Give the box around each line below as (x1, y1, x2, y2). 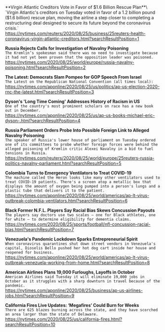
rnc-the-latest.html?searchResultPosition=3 (5, 89, 94, 95)
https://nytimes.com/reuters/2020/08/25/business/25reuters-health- (5, 31, 146, 36)
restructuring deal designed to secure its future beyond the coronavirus (5, 20, 151, 26)
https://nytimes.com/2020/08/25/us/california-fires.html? (5, 316, 123, 322)
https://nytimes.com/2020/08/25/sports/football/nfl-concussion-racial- (5, 221, 151, 227)
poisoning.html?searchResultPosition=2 (5, 64, 86, 70)
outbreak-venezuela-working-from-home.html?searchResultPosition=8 (5, 260, 150, 265)
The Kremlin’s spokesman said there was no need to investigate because (5, 50, 158, 55)
